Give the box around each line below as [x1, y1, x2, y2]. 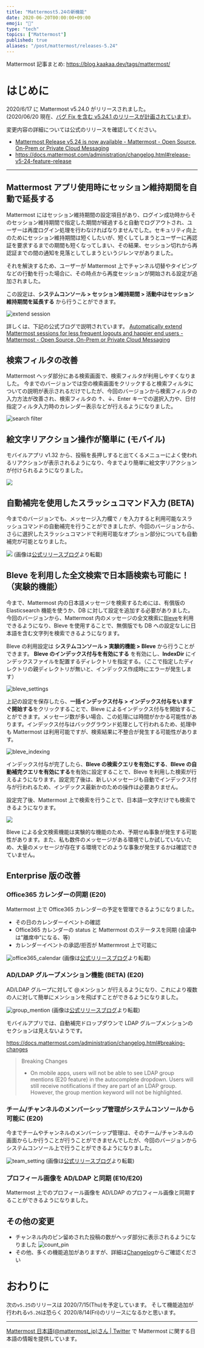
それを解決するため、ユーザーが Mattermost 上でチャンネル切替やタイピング [6, 262, 197, 269]
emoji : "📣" [6, 20, 34, 26]
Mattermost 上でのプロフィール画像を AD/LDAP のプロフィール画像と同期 [6, 1189, 190, 1196]
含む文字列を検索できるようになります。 [22, 629, 123, 637]
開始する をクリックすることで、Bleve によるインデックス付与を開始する [11, 705, 191, 713]
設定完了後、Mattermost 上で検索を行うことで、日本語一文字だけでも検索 [6, 796, 191, 803]
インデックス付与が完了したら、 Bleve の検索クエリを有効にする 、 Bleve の [6, 760, 192, 768]
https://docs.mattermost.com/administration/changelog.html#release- [15, 150, 191, 158]
